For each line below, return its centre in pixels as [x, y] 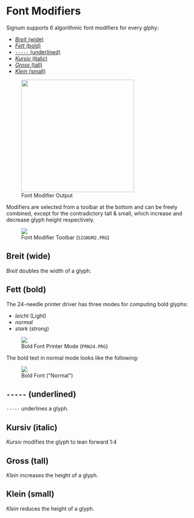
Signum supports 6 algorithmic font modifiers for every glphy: [83, 28]
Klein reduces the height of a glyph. [50, 508]
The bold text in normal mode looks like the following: [72, 358]
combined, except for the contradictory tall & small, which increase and [94, 213]
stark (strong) [32, 328]
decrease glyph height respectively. [50, 220]
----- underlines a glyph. [38, 409]
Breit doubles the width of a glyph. [49, 271]
